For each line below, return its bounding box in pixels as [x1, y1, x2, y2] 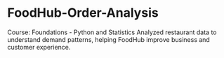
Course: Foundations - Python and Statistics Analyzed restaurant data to [7, 28, 217, 36]
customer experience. [7, 43, 71, 51]
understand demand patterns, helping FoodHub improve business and [7, 35, 211, 43]
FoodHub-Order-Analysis [7, 5, 159, 21]
